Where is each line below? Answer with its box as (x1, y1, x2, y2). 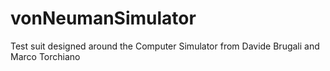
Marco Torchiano (10, 50, 81, 62)
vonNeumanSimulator (10, 7, 197, 30)
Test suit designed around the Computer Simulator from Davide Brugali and (10, 40, 320, 52)
